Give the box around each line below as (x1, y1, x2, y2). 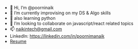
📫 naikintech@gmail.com (9, 26, 63, 32)
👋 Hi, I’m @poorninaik (9, 5, 54, 10)
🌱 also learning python (9, 15, 56, 21)
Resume (9, 39, 27, 44)
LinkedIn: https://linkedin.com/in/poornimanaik (9, 33, 105, 39)
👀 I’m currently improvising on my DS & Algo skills (9, 10, 111, 16)
